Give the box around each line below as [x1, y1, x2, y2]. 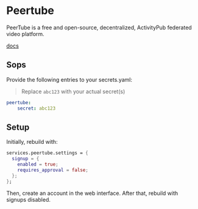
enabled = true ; [17, 161, 59, 168]
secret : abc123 [17, 105, 56, 112]
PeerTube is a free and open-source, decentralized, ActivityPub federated [6, 24, 192, 31]
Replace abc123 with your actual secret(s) [21, 88, 126, 95]
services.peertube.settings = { [6, 150, 88, 156]
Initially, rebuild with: [6, 138, 58, 146]
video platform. [6, 30, 44, 37]
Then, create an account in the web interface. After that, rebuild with [6, 190, 179, 197]
